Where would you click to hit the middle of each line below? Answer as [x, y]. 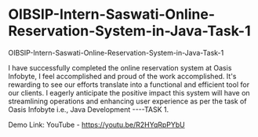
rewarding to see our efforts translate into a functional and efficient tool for [129, 85]
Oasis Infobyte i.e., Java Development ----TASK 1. [89, 109]
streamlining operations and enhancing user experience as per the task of [127, 101]
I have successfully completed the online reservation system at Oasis [120, 67]
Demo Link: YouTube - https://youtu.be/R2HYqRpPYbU [97, 124]
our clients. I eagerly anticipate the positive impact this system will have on [129, 92]
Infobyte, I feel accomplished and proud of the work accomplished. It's [122, 76]
